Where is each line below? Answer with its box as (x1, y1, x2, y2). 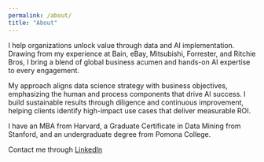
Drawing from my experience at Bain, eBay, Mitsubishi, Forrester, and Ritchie (8, 49, 256, 58)
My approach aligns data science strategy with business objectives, (8, 80, 228, 90)
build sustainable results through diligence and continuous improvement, (8, 98, 244, 107)
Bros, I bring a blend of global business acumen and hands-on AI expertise (8, 57, 251, 67)
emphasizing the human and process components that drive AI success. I (8, 89, 246, 98)
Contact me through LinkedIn (8, 145, 103, 154)
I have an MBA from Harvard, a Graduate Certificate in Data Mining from (8, 121, 241, 131)
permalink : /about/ (8, 11, 72, 20)
